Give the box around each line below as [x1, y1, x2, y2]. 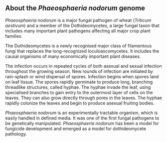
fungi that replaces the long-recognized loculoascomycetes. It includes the [5, 48, 160, 54]
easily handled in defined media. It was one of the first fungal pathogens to [5, 115, 160, 121]
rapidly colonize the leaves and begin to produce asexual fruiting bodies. [5, 100, 155, 106]
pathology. [5, 131, 27, 137]
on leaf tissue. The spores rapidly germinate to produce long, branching [5, 79, 153, 85]
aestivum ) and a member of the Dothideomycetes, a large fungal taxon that [5, 22, 160, 28]
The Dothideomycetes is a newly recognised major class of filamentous [5, 42, 152, 49]
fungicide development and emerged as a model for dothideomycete [5, 126, 146, 132]
